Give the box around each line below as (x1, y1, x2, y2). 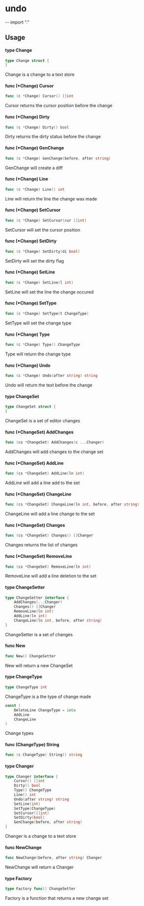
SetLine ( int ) (14, 801, 41, 806)
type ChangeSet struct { (5, 404, 56, 409)
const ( (5, 703, 21, 708)
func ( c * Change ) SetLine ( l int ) (5, 280, 74, 285)
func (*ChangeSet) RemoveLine (5, 553, 72, 559)
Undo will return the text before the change (5, 382, 92, 388)
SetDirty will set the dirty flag (5, 258, 64, 263)
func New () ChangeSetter (5, 653, 56, 659)
